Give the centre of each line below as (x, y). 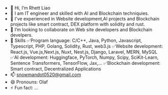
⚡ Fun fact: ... (24, 88)
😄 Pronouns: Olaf (29, 82)
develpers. (21, 35)
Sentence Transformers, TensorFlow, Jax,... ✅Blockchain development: (85, 63)
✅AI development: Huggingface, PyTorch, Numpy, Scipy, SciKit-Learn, (84, 57)
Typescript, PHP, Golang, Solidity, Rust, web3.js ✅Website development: (86, 46)
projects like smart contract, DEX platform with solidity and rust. (77, 24)
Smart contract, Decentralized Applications (56, 69)
